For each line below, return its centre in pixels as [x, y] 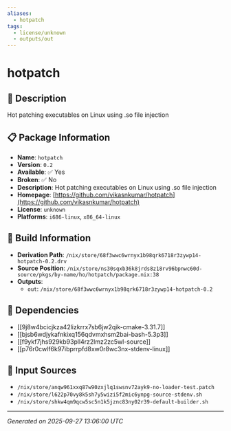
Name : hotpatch [40, 157]
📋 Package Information [59, 137]
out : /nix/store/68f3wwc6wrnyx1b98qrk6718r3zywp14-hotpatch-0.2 [120, 289]
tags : [15, 26]
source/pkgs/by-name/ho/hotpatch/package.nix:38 [88, 275]
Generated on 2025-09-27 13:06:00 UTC [65, 421]
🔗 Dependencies [43, 310]
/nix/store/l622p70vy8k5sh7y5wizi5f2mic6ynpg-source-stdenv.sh [110, 395]
